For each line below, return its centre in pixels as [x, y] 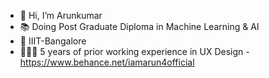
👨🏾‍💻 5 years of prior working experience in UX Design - [134, 51]
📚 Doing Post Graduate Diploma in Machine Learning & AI [139, 26]
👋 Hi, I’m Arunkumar [61, 15]
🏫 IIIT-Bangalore [53, 41]
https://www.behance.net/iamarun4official [107, 62]
